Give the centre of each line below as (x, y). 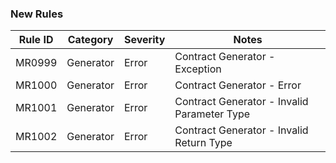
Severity (145, 40)
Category (90, 40)
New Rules (37, 14)
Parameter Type (212, 114)
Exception (198, 69)
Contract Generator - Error (238, 85)
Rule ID (36, 40)
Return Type (203, 143)
